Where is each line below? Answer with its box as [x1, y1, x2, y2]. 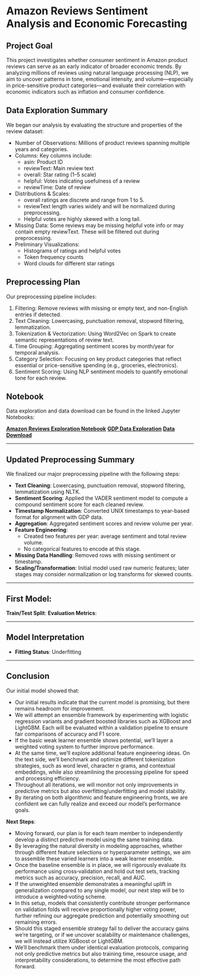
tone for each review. [14, 374, 67, 382]
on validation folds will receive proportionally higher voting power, [14, 906, 177, 913]
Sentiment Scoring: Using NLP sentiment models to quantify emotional [14, 368, 188, 375]
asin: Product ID [23, 158, 64, 165]
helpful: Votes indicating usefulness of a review [23, 177, 140, 184]
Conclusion [6, 671, 50, 681]
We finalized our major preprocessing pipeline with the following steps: [6, 470, 180, 478]
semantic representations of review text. [14, 336, 114, 343]
